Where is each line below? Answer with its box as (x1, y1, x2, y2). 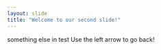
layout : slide (7, 10, 48, 17)
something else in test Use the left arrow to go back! (7, 35, 155, 43)
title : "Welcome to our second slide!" (7, 16, 121, 23)
